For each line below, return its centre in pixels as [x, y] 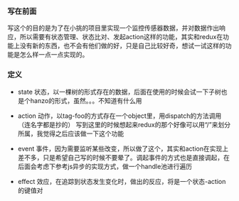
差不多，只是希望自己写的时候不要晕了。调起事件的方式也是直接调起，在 [123, 157]
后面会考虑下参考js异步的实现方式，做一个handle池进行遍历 [105, 166]
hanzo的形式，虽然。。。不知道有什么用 [86, 100]
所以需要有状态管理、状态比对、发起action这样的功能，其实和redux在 [121, 37]
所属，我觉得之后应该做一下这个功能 [71, 134]
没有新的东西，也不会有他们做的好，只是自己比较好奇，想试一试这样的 [122, 46]
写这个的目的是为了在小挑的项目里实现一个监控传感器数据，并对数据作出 [113, 28]
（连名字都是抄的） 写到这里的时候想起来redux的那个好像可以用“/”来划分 [124, 124]
